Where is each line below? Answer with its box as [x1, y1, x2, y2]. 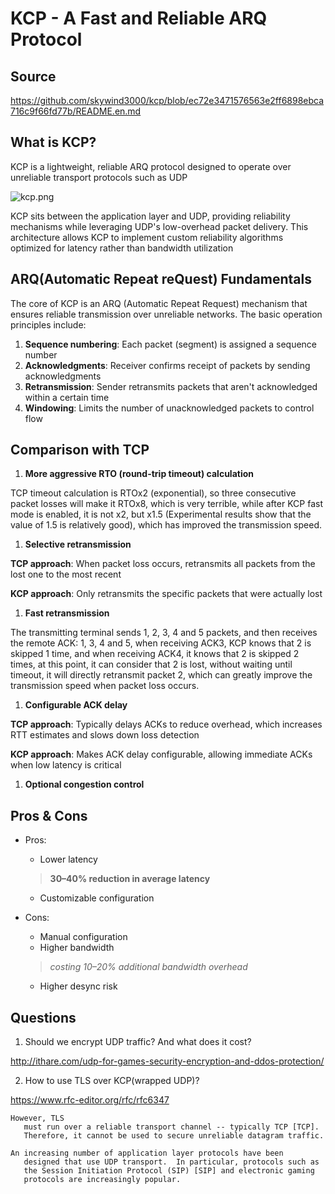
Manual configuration [39, 931, 128, 943]
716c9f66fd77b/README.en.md [10, 105, 142, 117]
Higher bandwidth [39, 942, 115, 954]
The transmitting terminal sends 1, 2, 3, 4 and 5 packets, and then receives [10, 627, 318, 639]
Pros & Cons [10, 807, 88, 824]
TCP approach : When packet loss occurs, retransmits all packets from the [10, 558, 316, 570]
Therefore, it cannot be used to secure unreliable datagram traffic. [23, 1131, 325, 1141]
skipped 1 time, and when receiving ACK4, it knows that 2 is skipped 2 [10, 648, 300, 660]
